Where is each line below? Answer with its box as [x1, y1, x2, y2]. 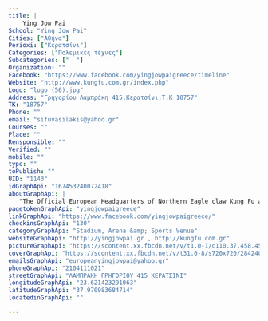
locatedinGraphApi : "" [8, 294, 84, 302]
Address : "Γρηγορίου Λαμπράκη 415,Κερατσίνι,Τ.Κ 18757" [8, 93, 198, 101]
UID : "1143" [8, 175, 48, 184]
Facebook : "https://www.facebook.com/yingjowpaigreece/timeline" [8, 71, 230, 79]
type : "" [8, 160, 37, 168]
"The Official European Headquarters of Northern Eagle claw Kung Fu [18, 197, 255, 205]
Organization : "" [8, 64, 66, 72]
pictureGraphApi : [8, 242, 66, 250]
